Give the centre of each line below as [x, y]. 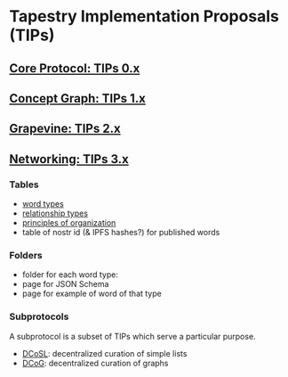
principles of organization [69, 223]
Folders [26, 255]
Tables [24, 184]
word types [43, 204]
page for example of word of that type [92, 294]
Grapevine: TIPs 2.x [65, 129]
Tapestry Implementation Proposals [144, 16]
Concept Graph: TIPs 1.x [78, 98]
